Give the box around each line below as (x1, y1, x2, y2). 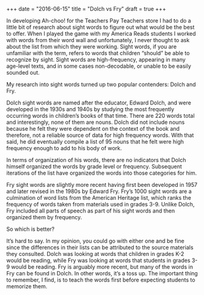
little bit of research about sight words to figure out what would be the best (6, 24, 195, 31)
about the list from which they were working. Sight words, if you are (6, 43, 177, 50)
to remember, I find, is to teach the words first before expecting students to (6, 276, 195, 283)
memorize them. (6, 283, 48, 290)
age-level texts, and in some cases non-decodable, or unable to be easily (6, 62, 191, 70)
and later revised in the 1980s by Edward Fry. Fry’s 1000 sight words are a (6, 188, 192, 195)
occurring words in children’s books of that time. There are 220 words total (6, 112, 195, 119)
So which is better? (6, 225, 55, 233)
